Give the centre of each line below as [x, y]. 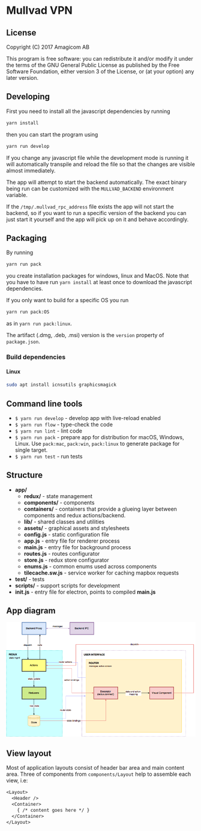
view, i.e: [17, 781]
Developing [28, 97]
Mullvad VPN [40, 11]
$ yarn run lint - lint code [49, 431]
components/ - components [59, 502]
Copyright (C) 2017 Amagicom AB [48, 47]
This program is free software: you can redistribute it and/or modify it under [100, 59]
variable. [17, 195]
